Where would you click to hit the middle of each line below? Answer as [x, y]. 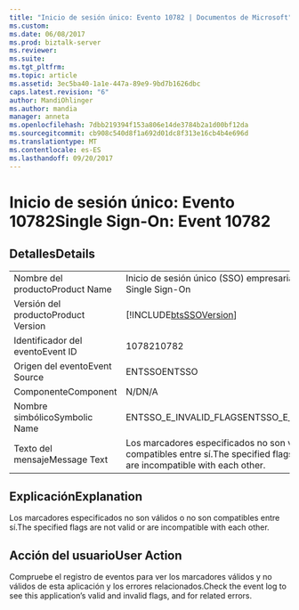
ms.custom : [29, 26]
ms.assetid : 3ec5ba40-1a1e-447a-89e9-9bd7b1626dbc [105, 84]
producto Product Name [63, 289]
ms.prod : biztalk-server [55, 42]
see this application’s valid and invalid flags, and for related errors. [131, 596]
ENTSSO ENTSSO [162, 371]
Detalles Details [53, 254]
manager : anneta [39, 117]
